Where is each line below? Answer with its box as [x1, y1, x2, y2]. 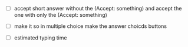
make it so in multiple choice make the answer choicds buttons [14, 23, 167, 30]
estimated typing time [14, 34, 67, 41]
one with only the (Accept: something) [14, 12, 107, 19]
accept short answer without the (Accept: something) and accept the [14, 5, 182, 12]
